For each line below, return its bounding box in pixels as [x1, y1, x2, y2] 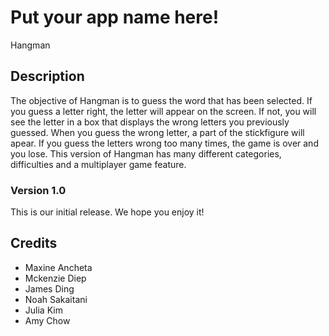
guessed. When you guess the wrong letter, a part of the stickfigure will [10, 126, 305, 138]
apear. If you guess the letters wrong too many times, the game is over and [10, 137, 319, 149]
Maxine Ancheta [24, 261, 93, 273]
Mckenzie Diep [24, 272, 87, 284]
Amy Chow [24, 314, 71, 326]
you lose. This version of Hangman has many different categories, [10, 147, 282, 160]
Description [10, 68, 85, 85]
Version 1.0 [10, 183, 67, 197]
